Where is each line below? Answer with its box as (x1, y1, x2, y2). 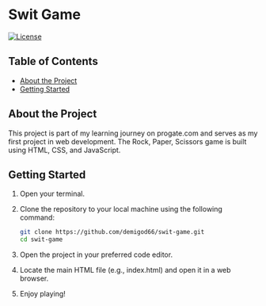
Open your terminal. (19, 189, 85, 199)
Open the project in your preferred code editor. (19, 250, 173, 259)
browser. (19, 273, 49, 283)
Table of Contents (8, 55, 99, 68)
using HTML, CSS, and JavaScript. (8, 145, 121, 155)
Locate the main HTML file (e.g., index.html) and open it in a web (19, 266, 231, 275)
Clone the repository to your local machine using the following (19, 205, 223, 214)
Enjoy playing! (19, 289, 66, 299)
